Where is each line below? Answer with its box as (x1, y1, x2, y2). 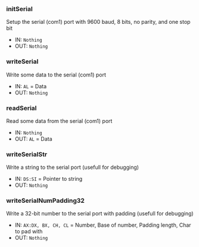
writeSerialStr (6, 150, 48, 158)
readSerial (6, 104, 37, 112)
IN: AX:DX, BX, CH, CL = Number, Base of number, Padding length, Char (14, 221, 192, 229)
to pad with (14, 228, 43, 235)
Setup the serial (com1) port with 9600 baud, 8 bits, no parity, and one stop (6, 18, 191, 26)
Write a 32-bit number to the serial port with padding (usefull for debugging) (6, 210, 194, 217)
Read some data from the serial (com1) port (6, 117, 113, 124)
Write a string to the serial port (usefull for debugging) (6, 163, 139, 171)
